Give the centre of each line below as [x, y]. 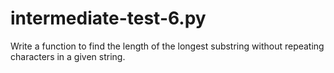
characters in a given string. [68, 56]
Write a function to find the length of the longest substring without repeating [167, 46]
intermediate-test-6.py [108, 18]
